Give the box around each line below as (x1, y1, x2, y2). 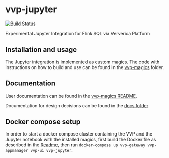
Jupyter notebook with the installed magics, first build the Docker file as (5, 137, 156, 143)
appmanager (5, 148, 29, 153)
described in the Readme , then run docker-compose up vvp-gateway (5, 142, 146, 148)
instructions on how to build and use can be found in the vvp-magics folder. (5, 64, 164, 70)
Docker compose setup (5, 117, 81, 126)
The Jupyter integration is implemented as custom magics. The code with (5, 59, 160, 65)
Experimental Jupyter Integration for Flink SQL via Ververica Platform (5, 30, 150, 36)
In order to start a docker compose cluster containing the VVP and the (5, 131, 153, 137)
